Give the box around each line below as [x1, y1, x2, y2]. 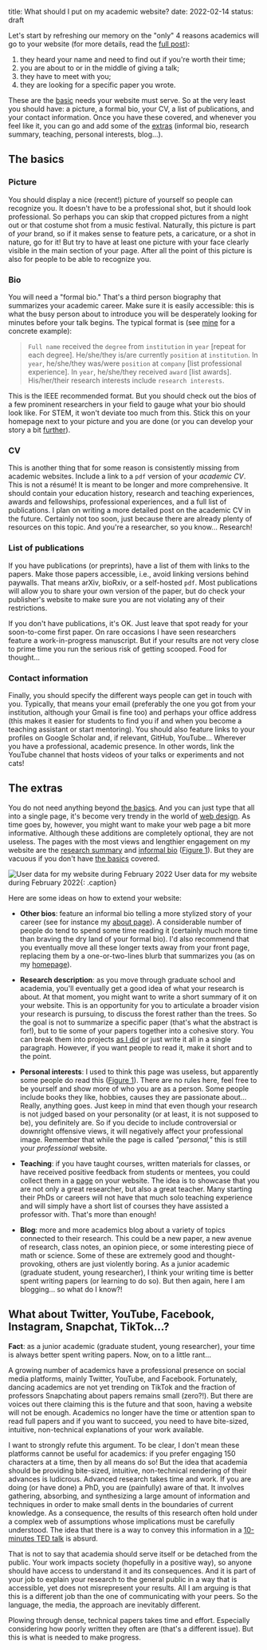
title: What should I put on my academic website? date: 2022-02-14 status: [8, 7, 253, 16]
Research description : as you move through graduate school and [19, 974, 236, 985]
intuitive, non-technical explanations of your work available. [8, 1425, 205, 1434]
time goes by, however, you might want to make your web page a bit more [8, 819, 251, 829]
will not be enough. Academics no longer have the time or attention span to [8, 1407, 255, 1417]
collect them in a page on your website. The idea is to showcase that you [19, 1176, 260, 1185]
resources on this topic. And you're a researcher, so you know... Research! [8, 522, 253, 532]
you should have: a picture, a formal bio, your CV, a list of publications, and [8, 104, 255, 113]
